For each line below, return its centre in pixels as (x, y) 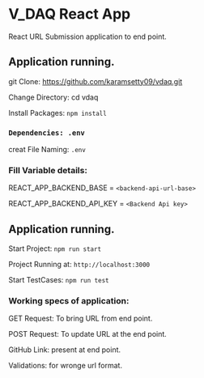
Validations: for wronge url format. (66, 366)
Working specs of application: (69, 301)
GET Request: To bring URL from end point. (81, 319)
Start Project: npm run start (55, 248)
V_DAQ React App (70, 14)
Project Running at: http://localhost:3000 (79, 265)
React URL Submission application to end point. (88, 36)
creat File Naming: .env (47, 150)
